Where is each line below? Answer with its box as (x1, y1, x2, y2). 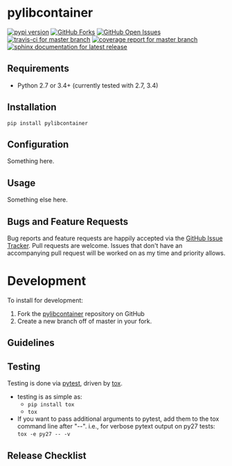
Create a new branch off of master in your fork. (17, 317, 152, 325)
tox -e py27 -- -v (17, 431, 71, 438)
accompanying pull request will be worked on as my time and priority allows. (7, 249, 226, 257)
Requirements (7, 63, 69, 74)
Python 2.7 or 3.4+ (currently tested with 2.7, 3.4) (17, 81, 159, 90)
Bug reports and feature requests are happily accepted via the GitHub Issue (7, 234, 223, 242)
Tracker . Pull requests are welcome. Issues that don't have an (7, 242, 183, 249)
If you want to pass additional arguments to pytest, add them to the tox (17, 415, 220, 423)
